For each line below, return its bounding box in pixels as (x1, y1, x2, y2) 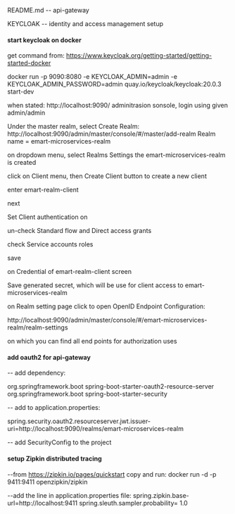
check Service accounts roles (7, 240, 94, 249)
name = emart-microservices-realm (7, 137, 111, 146)
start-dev (7, 87, 34, 96)
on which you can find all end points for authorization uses (7, 337, 177, 346)
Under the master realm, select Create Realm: (7, 123, 139, 131)
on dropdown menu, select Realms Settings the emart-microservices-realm (7, 151, 226, 159)
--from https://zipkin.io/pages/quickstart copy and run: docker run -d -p (7, 470, 217, 478)
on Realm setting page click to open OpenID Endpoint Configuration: (7, 302, 205, 311)
